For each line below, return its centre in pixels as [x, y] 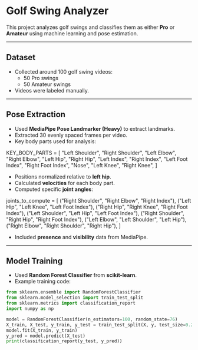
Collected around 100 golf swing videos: [64, 71]
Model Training [34, 261]
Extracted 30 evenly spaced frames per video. [71, 135]
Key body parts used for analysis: [55, 141]
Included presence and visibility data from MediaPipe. [81, 237]
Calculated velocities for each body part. [65, 183]
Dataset [21, 57]
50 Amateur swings [47, 84]
